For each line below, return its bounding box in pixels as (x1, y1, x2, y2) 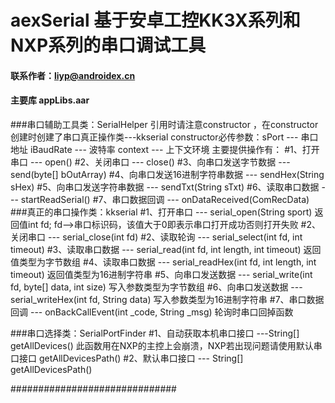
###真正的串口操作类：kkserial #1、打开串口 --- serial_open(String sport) (10, 206, 313, 218)
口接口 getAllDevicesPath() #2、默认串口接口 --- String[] (10, 352, 244, 364)
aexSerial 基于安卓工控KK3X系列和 (10, 9, 301, 32)
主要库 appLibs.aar (10, 94, 90, 106)
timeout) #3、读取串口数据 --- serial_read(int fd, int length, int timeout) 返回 (10, 243, 322, 255)
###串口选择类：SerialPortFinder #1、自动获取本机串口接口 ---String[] (10, 327, 300, 339)
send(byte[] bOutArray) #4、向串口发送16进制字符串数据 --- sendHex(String (10, 168, 325, 180)
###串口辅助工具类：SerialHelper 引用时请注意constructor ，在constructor (10, 118, 319, 130)
